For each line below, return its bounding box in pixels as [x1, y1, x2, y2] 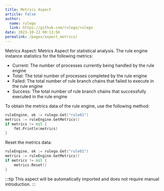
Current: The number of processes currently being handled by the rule [12, 62, 155, 68]
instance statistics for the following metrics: [5, 53, 93, 59]
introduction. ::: [5, 181, 36, 187]
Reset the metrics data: [5, 140, 52, 146]
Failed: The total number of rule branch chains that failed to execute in [12, 78, 154, 84]
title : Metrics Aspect [5, 7, 51, 12]
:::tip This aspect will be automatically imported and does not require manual [5, 176, 160, 182]
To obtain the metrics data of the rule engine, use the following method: [5, 103, 150, 109]
